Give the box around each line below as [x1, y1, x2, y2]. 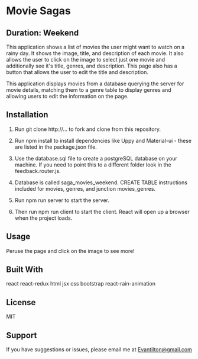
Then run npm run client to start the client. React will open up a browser [14, 208, 190, 215]
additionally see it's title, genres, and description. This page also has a [6, 62, 177, 69]
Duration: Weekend [6, 28, 79, 38]
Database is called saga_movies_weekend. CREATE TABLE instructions [14, 179, 188, 186]
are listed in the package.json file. [14, 143, 98, 150]
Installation [6, 110, 48, 120]
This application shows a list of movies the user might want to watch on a [6, 43, 185, 50]
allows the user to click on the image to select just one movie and [6, 56, 165, 63]
